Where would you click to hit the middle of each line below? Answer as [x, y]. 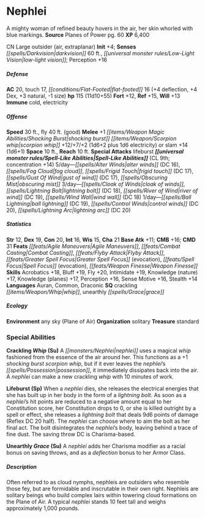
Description [22, 466]
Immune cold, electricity [37, 102]
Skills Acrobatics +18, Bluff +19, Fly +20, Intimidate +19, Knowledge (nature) [102, 272]
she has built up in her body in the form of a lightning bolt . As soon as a [96, 395]
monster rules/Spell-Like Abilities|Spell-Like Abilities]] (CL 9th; [88, 158]
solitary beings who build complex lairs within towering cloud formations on [102, 495]
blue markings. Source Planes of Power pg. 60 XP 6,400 [78, 34]
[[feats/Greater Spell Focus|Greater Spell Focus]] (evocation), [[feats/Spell [100, 259]
